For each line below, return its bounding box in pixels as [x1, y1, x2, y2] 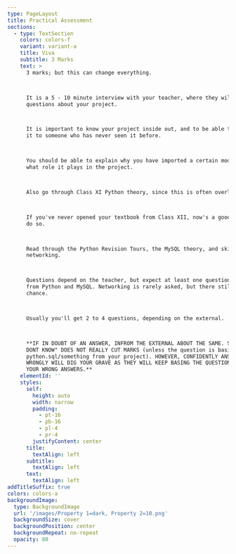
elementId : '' [20, 373, 61, 380]
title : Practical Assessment [7, 17, 93, 24]
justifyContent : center [32, 437, 102, 445]
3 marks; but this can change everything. [25, 69, 152, 76]
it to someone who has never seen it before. [25, 132, 162, 139]
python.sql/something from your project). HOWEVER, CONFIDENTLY [25, 353, 218, 360]
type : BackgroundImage [13, 503, 80, 510]
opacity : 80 [13, 536, 49, 543]
